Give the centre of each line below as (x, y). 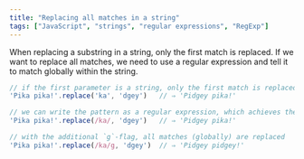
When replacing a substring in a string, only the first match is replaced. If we (152, 51)
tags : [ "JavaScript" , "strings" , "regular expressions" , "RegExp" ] (139, 26)
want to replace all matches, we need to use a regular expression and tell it (149, 61)
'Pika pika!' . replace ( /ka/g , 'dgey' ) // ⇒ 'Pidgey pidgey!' (127, 145)
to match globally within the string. (74, 71)
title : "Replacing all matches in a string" (95, 18)
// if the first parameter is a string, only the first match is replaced (153, 88)
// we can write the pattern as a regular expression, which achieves (145, 112)
